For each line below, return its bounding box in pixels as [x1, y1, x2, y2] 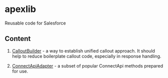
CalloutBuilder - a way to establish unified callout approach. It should [12, 47, 155, 53]
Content [5, 34, 31, 43]
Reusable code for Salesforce [5, 20, 66, 26]
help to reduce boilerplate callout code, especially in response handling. [12, 53, 161, 59]
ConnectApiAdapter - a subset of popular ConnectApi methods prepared [12, 62, 163, 68]
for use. [12, 68, 29, 74]
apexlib [5, 3, 36, 15]
